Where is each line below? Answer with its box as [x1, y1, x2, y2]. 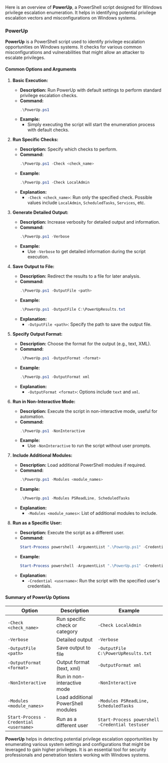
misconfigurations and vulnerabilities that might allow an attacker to [5, 50, 145, 56]
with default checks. [27, 127, 69, 133]
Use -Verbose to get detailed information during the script [27, 249, 146, 254]
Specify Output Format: [12, 331, 62, 337]
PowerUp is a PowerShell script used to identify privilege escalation [5, 39, 145, 45]
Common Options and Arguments [5, 66, 76, 72]
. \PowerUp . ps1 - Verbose [19, 234, 70, 239]
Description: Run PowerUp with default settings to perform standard [19, 87, 161, 93]
